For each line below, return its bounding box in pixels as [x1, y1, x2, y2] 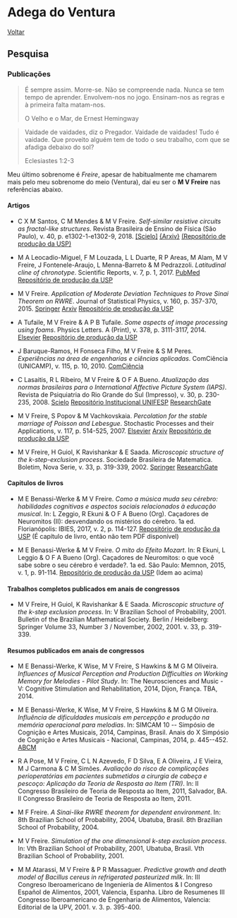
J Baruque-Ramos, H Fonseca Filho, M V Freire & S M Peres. [17, 347, 193, 355]
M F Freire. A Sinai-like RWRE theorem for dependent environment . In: [17, 808, 221, 816]
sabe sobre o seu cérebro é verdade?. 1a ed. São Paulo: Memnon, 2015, [17, 561, 226, 569]
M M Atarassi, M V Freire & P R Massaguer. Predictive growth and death [17, 866, 227, 874]
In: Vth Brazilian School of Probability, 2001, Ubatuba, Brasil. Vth [17, 845, 205, 853]
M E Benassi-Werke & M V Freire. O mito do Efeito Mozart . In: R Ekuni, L [17, 546, 226, 554]
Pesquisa [7, 48, 49, 60]
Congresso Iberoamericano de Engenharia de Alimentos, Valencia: [17, 895, 211, 904]
